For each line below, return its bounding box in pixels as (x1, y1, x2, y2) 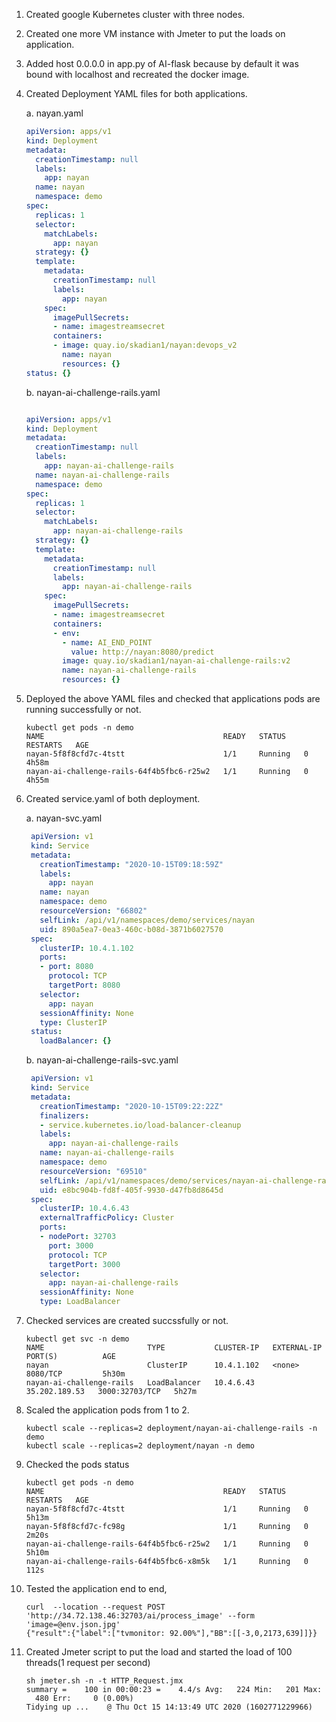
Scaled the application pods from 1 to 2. (25, 1404, 190, 1416)
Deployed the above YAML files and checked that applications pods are (25, 693, 321, 704)
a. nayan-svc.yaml (25, 812, 103, 824)
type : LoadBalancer (39, 1297, 121, 1307)
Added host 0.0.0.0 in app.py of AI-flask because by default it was (25, 58, 299, 69)
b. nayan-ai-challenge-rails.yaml (25, 386, 161, 398)
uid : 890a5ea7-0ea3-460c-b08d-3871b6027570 (39, 924, 224, 934)
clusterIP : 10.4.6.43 (39, 1204, 130, 1214)
